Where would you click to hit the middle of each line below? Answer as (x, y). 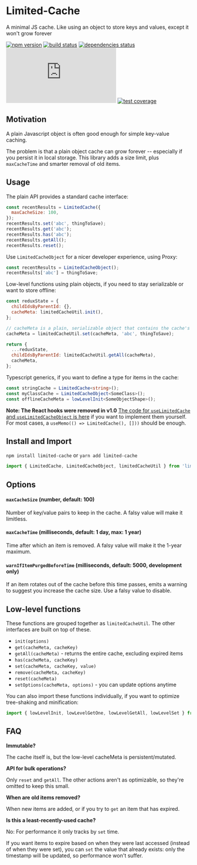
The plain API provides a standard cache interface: (67, 196)
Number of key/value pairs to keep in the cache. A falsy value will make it (94, 512)
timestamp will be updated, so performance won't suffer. (75, 855)
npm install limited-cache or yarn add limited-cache (72, 455)
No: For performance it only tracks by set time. (63, 831)
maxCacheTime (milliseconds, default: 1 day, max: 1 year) (74, 532)
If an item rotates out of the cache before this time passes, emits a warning (97, 585)
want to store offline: (31, 290)
